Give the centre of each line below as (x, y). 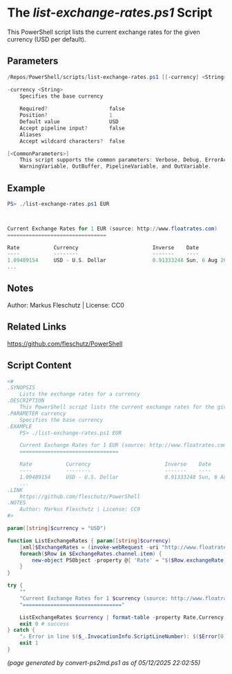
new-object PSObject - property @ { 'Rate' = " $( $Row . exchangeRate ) (129, 560)
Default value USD (69, 122)
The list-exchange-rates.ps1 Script (110, 13)
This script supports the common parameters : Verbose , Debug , (111, 160)
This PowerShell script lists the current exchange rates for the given (104, 32)
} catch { (21, 630)
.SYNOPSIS (21, 388)
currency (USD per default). (47, 39)
